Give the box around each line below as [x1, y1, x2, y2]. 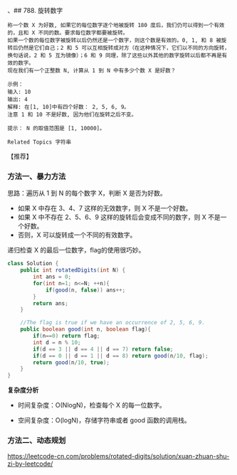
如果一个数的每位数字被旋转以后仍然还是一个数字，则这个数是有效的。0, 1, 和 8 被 [7, 37, 222, 44]
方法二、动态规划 [7, 436, 66, 446]
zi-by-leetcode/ [7, 459, 53, 468]
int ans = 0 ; [33, 273, 72, 281]
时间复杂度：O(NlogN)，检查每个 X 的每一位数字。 [17, 401, 166, 410]
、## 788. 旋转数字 [7, 6, 63, 14]
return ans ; [33, 299, 69, 307]
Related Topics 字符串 [7, 139, 72, 146]
